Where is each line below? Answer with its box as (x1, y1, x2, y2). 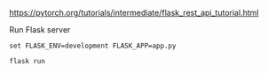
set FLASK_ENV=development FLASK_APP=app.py (9, 41, 177, 50)
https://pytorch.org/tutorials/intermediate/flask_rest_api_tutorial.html (9, 8, 259, 18)
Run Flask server (9, 25, 71, 34)
